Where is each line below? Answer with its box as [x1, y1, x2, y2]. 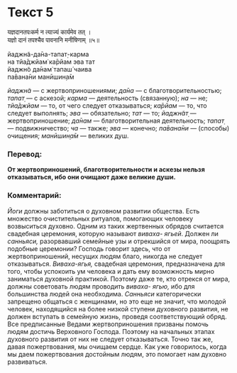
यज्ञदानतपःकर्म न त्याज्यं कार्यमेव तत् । [7, 28, 92, 36]
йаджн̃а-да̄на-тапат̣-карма [7, 50, 89, 58]
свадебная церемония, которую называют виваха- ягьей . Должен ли [7, 229, 219, 238]
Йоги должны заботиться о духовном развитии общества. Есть [7, 206, 200, 215]
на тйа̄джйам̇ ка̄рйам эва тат [7, 57, 96, 66]
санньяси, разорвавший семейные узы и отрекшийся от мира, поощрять [7, 237, 231, 245]
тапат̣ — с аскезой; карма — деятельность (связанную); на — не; [7, 94, 208, 102]
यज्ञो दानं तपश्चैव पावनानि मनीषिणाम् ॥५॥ [7, 35, 100, 44]
